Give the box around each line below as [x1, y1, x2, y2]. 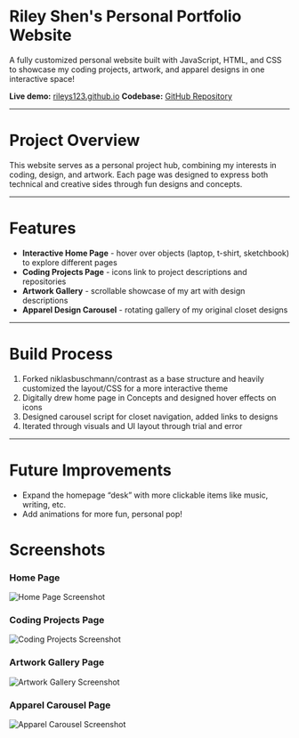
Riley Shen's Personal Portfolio [9, 6, 242, 27]
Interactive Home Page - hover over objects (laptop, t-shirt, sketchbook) [21, 247, 290, 258]
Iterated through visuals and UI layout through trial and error [21, 420, 243, 431]
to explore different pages [21, 256, 117, 268]
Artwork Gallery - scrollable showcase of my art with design [21, 285, 246, 296]
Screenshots [9, 539, 106, 560]
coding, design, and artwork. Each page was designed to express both [9, 169, 269, 180]
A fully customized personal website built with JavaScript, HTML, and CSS [9, 54, 282, 65]
